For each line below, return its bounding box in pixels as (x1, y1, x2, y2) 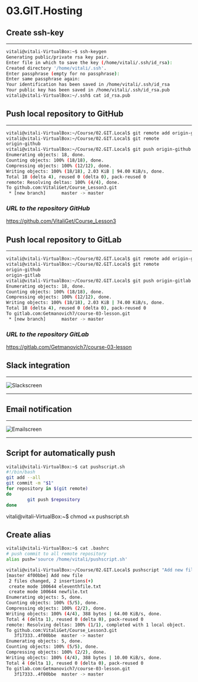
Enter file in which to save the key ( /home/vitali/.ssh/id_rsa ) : (6, 60, 173, 65)
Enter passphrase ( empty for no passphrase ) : (6, 71, 120, 77)
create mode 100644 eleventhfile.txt (8, 584, 101, 589)
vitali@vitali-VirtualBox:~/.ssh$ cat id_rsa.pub (6, 93, 131, 98)
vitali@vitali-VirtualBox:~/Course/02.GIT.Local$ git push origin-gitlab (6, 278, 192, 284)
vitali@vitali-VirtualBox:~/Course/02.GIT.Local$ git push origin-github (6, 146, 192, 153)
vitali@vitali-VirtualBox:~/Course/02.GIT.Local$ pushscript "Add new (6, 567, 183, 573)
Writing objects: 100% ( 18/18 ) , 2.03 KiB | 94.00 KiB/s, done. (6, 168, 165, 174)
